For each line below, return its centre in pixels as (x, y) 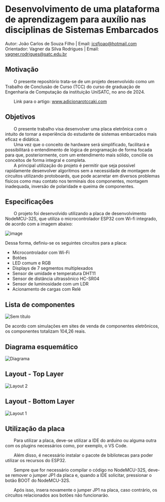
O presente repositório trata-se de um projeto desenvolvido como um (84, 81)
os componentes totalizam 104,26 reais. (46, 331)
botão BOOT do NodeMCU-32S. (38, 480)
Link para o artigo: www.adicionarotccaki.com (61, 101)
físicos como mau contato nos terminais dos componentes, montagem (77, 181)
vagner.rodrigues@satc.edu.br (36, 54)
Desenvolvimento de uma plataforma (82, 9)
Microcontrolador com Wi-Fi (41, 252)
